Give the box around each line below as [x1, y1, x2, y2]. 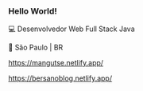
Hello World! [8, 6, 58, 17]
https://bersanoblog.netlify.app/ [8, 73, 113, 83]
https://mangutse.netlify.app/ [8, 58, 104, 68]
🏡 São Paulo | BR [8, 42, 64, 53]
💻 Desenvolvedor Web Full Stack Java [8, 24, 135, 34]
